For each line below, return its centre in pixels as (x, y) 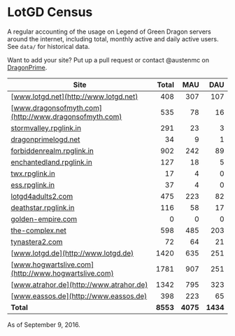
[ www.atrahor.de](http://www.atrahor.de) (79, 284)
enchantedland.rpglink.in (51, 162)
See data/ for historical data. (49, 46)
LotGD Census (50, 12)
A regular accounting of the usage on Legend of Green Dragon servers (109, 31)
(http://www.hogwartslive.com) (62, 273)
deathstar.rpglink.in (43, 207)
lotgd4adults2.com (42, 196)
